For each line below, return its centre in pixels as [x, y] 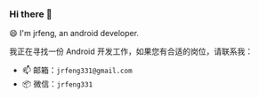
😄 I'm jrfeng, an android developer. [74, 34]
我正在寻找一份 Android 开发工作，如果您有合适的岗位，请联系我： [131, 51]
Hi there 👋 [31, 14]
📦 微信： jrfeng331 [57, 84]
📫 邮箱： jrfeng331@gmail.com [77, 71]
